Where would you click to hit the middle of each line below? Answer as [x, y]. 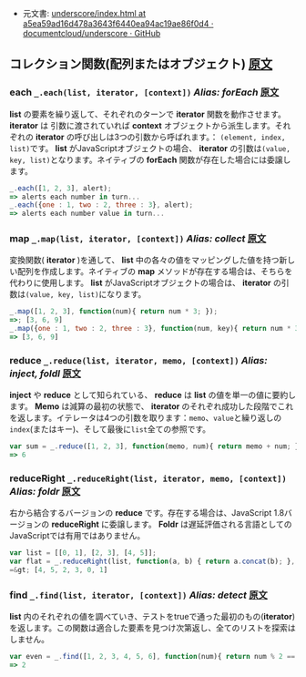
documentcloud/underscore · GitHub [92, 33]
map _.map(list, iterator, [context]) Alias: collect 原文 [138, 239]
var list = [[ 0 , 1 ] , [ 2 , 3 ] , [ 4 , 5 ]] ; [83, 553]
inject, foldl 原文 [46, 374]
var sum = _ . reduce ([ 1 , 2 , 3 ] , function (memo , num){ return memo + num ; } [154, 446]
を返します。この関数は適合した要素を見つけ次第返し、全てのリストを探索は [153, 628]
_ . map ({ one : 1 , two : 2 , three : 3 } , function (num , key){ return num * [150, 329]
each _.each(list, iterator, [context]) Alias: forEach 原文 [144, 92]
